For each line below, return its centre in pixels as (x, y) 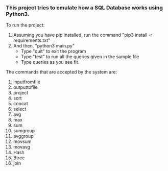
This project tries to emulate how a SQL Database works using (84, 8)
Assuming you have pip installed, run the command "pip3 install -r (83, 35)
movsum (22, 141)
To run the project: (25, 25)
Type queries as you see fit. (50, 62)
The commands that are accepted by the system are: (61, 72)
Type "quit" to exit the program (53, 51)
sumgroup (24, 131)
